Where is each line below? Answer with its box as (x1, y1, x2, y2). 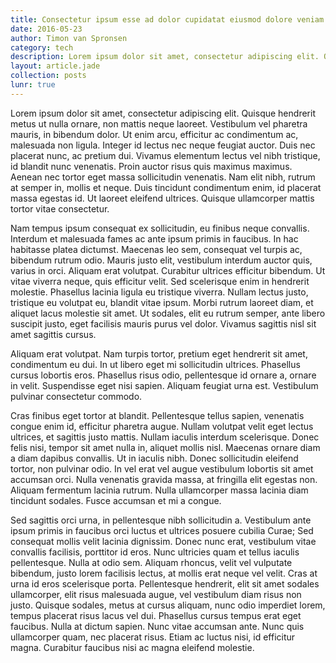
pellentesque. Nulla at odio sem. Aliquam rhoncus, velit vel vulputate (10, 556, 293, 568)
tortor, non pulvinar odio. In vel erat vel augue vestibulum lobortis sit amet (10, 462, 314, 475)
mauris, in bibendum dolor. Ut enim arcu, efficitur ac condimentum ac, (10, 128, 299, 140)
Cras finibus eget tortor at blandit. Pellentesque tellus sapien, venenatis (10, 409, 305, 421)
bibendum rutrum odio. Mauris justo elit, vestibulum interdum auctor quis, (10, 254, 313, 266)
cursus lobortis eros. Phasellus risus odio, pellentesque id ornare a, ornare (10, 369, 317, 381)
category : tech (10, 42, 74, 53)
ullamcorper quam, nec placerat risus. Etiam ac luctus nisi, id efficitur (10, 631, 296, 643)
